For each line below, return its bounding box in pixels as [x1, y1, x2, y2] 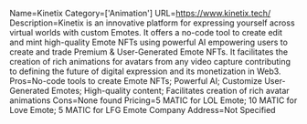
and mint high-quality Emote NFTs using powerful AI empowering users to [9, 36, 288, 47]
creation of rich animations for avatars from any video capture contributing [9, 57, 291, 67]
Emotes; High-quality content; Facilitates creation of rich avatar [51, 86, 290, 96]
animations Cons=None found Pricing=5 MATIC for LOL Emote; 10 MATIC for [9, 95, 298, 106]
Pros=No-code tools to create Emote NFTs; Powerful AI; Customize [9, 76, 263, 86]
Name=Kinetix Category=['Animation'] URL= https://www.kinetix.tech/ [9, 8, 271, 18]
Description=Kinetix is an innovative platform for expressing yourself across [9, 17, 295, 28]
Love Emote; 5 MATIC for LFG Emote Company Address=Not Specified [9, 105, 276, 115]
